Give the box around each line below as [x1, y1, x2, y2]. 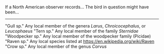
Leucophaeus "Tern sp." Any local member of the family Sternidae [5, 28, 139, 34]
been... [5, 9, 20, 15]
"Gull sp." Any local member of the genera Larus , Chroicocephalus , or [5, 23, 146, 28]
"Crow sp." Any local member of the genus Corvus [5, 43, 107, 49]
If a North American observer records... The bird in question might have [5, 4, 149, 10]
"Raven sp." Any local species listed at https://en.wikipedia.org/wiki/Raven [5, 39, 155, 44]
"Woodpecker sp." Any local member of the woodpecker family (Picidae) [5, 33, 151, 39]
